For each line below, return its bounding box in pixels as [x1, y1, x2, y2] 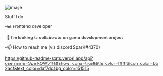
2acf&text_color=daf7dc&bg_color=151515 [5, 65, 89, 71]
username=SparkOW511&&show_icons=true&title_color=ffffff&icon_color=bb [5, 61, 159, 66]
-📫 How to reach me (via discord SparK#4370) [5, 44, 101, 50]
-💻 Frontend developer [5, 24, 52, 29]
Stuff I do [5, 14, 24, 19]
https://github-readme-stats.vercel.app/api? [5, 55, 93, 61]
